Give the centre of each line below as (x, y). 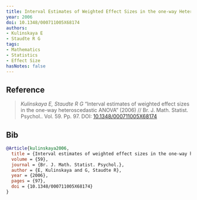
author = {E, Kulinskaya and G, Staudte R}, (67, 170)
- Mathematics (23, 50)
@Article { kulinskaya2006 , (38, 148)
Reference (26, 89)
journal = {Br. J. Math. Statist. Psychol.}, (68, 165)
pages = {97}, (28, 181)
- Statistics (22, 55)
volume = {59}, (30, 159)
